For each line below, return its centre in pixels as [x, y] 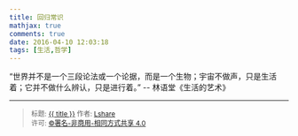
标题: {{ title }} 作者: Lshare [73, 114]
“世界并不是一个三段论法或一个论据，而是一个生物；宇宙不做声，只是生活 [143, 77]
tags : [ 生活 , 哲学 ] [41, 50]
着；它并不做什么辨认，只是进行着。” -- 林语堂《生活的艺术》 [120, 87]
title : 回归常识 [36, 17]
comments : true [37, 34]
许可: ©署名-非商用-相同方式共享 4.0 [88, 123]
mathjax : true [35, 26]
